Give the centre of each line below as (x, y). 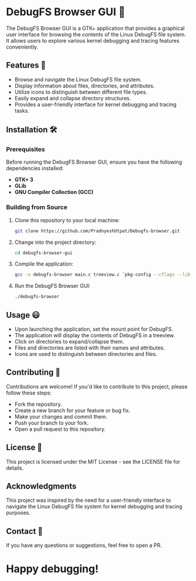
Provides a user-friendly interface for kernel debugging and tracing (95, 104)
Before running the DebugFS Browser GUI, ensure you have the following (94, 162)
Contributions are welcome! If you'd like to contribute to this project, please (97, 386)
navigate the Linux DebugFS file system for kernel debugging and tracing (94, 507)
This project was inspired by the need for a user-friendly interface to (89, 500)
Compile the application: (44, 264)
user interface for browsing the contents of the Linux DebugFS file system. (96, 34)
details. (15, 468)
